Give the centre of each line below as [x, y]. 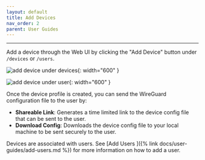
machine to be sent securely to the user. [66, 132]
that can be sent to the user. [51, 119]
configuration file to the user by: [47, 101]
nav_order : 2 [23, 23]
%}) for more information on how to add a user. [121, 150]
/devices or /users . [31, 59]
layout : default [27, 12]
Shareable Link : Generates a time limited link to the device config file [102, 112]
